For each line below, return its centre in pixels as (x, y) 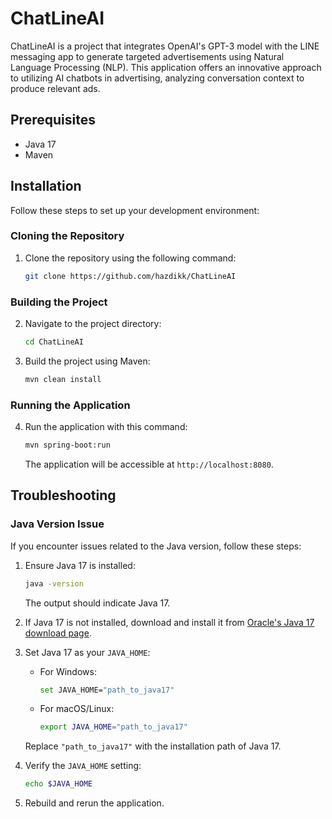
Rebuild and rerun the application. (94, 803)
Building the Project (59, 302)
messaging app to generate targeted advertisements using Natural (147, 56)
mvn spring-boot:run (67, 445)
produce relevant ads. (55, 88)
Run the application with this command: (106, 427)
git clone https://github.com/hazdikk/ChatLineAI (130, 276)
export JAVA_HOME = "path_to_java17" (113, 727)
